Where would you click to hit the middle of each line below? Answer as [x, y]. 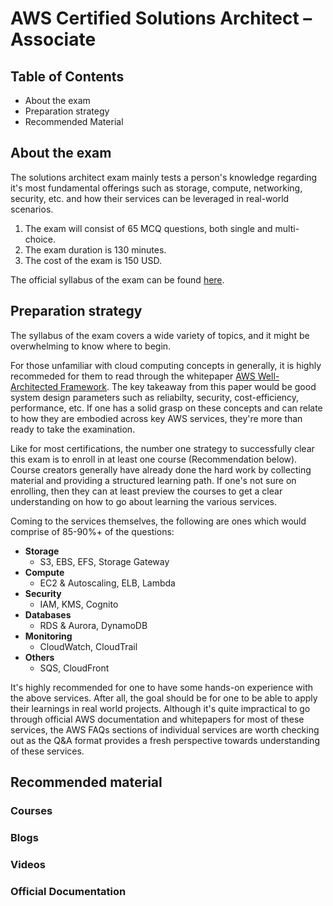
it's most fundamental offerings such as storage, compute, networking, [156, 188]
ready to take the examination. [73, 429]
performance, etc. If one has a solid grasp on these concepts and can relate [166, 408]
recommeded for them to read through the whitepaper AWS [133, 376]
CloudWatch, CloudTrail [88, 646]
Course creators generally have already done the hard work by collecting [161, 469]
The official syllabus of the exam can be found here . [117, 279]
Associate [53, 39]
